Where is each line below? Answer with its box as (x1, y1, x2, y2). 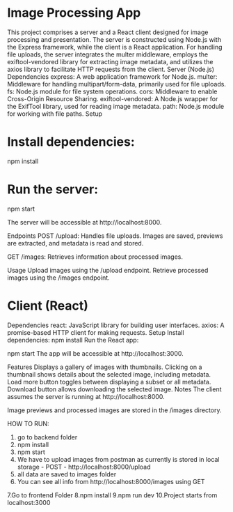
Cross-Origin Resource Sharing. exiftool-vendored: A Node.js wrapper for (7, 94, 218, 103)
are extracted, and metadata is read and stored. (7, 239, 144, 247)
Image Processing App (7, 5, 141, 21)
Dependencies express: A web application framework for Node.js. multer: (7, 72, 218, 81)
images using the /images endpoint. (7, 273, 110, 282)
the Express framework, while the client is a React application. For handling (7, 43, 223, 51)
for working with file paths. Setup (7, 110, 103, 118)
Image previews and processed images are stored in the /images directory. (7, 406, 222, 414)
